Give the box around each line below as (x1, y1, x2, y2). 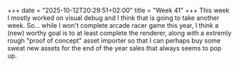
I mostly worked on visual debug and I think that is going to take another (7, 14, 220, 22)
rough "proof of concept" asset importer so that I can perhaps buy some (7, 36, 221, 45)
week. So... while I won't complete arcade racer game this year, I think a (7, 21, 219, 29)
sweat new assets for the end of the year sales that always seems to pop (7, 44, 222, 52)
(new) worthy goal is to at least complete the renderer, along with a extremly (7, 29, 232, 37)
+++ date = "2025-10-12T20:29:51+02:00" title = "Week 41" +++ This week (7, 6, 230, 14)
